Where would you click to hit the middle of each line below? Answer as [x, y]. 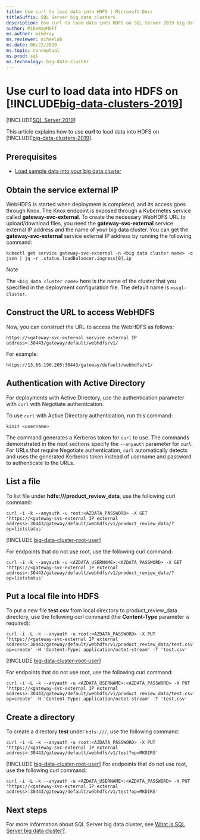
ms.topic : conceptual [33, 51]
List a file [23, 481]
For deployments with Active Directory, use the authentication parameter [95, 398]
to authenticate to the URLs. [40, 463]
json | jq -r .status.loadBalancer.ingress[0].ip [69, 259]
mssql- [179, 288]
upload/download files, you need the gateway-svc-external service [90, 224]
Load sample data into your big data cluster [68, 171]
